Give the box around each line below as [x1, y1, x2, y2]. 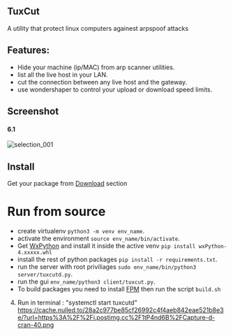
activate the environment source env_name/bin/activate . [17, 234, 180, 242]
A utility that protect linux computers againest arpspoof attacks [7, 24, 189, 32]
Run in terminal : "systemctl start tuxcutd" [17, 298, 137, 307]
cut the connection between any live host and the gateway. [17, 78, 188, 86]
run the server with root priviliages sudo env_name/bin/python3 [17, 262, 197, 271]
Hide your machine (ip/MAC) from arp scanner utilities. [17, 63, 175, 71]
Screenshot [7, 105, 59, 117]
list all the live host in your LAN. [17, 70, 108, 79]
